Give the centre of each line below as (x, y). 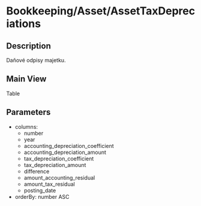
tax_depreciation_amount (55, 165)
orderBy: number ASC (42, 196)
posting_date (40, 190)
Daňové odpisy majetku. (36, 60)
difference (37, 171)
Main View (26, 79)
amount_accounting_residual (59, 177)
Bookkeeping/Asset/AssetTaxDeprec (101, 11)
